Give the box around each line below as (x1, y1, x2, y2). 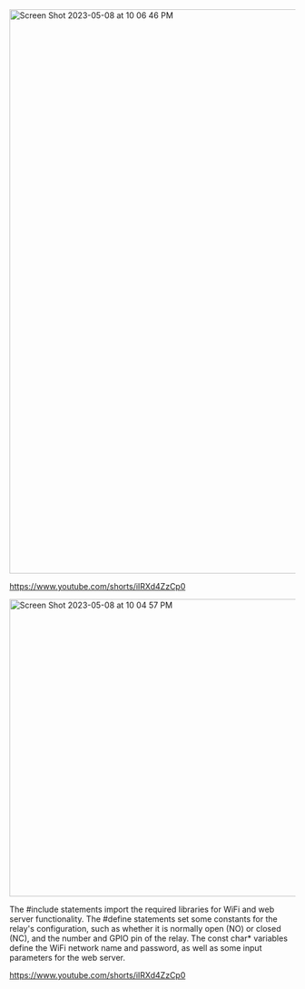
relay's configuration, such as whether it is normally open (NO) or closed (9, 924, 281, 934)
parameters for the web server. (9, 953, 125, 963)
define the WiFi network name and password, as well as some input (9, 943, 262, 953)
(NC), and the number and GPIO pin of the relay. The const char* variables (9, 933, 289, 944)
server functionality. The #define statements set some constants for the (9, 914, 279, 925)
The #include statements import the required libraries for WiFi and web (9, 904, 275, 915)
